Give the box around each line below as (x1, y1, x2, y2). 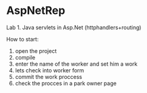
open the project (15, 47, 57, 55)
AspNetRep (6, 4, 66, 18)
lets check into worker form (15, 66, 84, 74)
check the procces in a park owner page (15, 80, 117, 87)
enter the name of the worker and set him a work (15, 60, 138, 67)
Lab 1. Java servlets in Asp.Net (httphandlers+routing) (6, 24, 142, 31)
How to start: (6, 35, 39, 43)
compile (15, 53, 35, 61)
